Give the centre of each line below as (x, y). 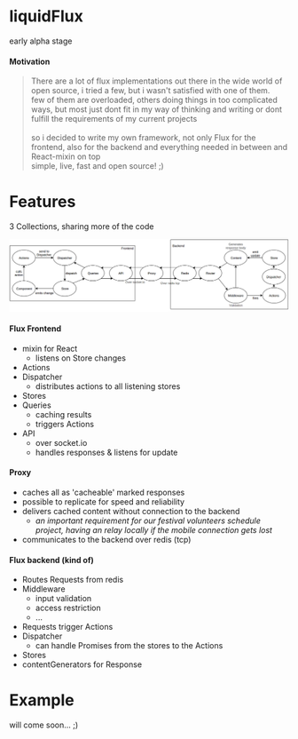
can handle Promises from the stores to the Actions (129, 646)
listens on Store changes (81, 358)
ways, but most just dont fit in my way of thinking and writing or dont (156, 109)
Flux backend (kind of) (52, 560)
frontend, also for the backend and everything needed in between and (159, 147)
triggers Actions (65, 424)
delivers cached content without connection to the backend (131, 511)
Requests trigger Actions (67, 627)
